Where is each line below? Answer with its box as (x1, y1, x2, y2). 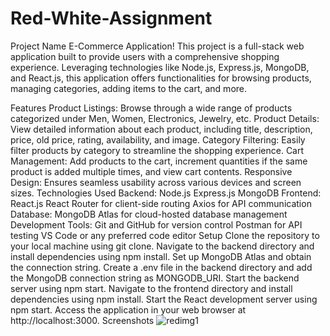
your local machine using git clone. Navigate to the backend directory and (10, 240, 315, 252)
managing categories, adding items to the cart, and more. (10, 82, 248, 94)
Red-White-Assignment (10, 7, 213, 30)
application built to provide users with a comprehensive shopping (10, 50, 280, 62)
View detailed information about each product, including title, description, (10, 123, 313, 135)
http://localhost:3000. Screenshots (10, 314, 155, 326)
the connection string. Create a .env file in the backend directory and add (10, 261, 313, 273)
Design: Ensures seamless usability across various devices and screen (10, 176, 302, 188)
